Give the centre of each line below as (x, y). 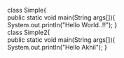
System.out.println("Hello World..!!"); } (62, 25)
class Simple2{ (29, 32)
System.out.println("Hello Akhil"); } (57, 47)
